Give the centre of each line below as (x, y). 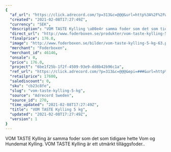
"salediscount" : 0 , (31, 81)
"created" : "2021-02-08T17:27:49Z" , (49, 19)
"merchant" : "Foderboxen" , (38, 48)
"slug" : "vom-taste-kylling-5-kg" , (48, 91)
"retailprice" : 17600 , (34, 77)
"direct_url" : (25, 34)
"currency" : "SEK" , (31, 24)
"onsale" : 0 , (24, 57)
